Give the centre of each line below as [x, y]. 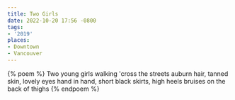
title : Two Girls [33, 14]
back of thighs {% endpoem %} [53, 89]
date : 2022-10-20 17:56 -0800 [52, 21]
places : [19, 40]
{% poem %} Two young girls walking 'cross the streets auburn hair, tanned [118, 73]
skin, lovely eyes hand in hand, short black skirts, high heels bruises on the [116, 81]
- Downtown [23, 47]
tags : [15, 27]
